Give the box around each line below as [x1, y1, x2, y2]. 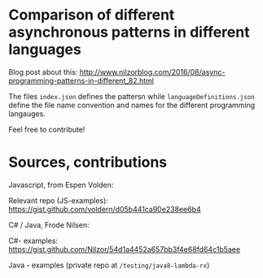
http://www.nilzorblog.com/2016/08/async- [79, 67, 226, 76]
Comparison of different [8, 6, 175, 24]
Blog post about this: [8, 67, 78, 76]
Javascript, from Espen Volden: [8, 180, 114, 189]
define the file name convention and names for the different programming [8, 100, 256, 110]
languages [8, 41, 81, 59]
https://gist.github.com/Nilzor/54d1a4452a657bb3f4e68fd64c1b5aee [8, 244, 241, 254]
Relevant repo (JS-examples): [8, 195, 108, 205]
